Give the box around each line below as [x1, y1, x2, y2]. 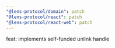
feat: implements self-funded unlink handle [6, 36, 110, 43]
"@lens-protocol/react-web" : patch [6, 19, 93, 25]
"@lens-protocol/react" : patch [6, 14, 82, 20]
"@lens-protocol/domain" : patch [6, 8, 85, 15]
